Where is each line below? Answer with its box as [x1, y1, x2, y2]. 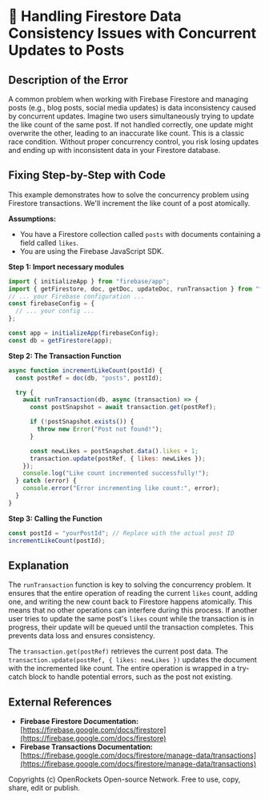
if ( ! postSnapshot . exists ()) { [29, 418, 134, 426]
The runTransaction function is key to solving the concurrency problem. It [8, 580, 252, 589]
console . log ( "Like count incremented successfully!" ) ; [22, 469, 210, 477]
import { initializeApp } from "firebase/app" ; [8, 277, 171, 285]
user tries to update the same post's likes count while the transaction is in [8, 614, 255, 624]
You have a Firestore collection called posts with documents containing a [19, 229, 261, 239]
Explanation [8, 558, 70, 572]
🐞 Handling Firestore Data [8, 7, 182, 26]
